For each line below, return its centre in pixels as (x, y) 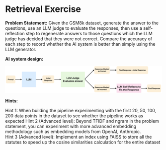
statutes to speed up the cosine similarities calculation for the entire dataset (83, 142)
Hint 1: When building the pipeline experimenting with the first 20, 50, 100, (81, 110)
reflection (15, 33)
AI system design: (24, 59)
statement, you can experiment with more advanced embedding (71, 126)
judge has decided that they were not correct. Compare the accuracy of (79, 39)
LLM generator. (21, 49)
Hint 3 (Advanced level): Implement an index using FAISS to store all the (79, 137)
